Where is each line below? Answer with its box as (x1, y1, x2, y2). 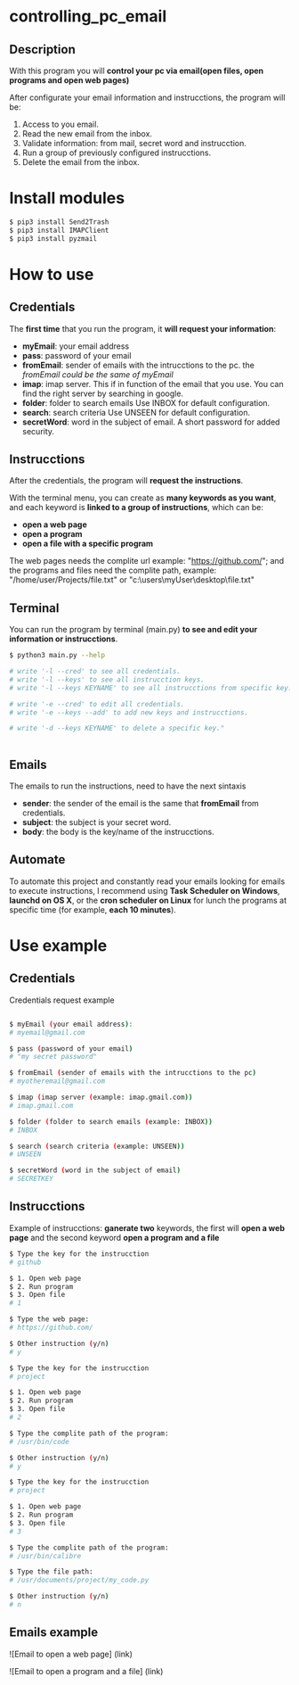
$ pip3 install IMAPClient (9, 226, 109, 235)
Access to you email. (21, 119, 100, 129)
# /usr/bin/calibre (9, 1551, 82, 1560)
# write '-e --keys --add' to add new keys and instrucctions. (9, 707, 249, 717)
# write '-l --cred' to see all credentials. (9, 667, 181, 676)
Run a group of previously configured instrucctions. (21, 147, 212, 158)
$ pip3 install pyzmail (9, 234, 98, 243)
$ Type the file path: (9, 1567, 93, 1576)
